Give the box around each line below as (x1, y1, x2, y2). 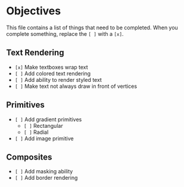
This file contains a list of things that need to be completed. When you (6, 24, 179, 31)
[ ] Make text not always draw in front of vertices (14, 82, 138, 90)
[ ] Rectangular (23, 122, 64, 129)
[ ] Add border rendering (14, 174, 78, 182)
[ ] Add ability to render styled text (14, 76, 102, 83)
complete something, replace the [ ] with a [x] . (6, 30, 124, 37)
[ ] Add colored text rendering (14, 70, 91, 77)
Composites (6, 152, 52, 162)
